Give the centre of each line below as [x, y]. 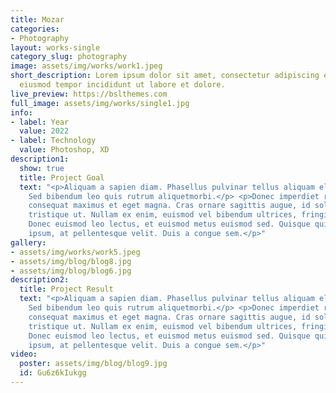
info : [21, 112]
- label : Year [40, 122]
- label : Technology [53, 141]
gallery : [28, 242]
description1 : [40, 159]
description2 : [40, 280]
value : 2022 [44, 131]
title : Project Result [66, 289]
